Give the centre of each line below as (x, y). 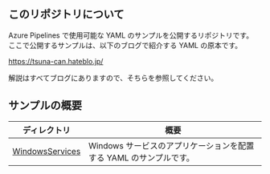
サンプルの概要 (45, 105)
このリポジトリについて (66, 14)
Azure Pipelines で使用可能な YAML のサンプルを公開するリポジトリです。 (131, 35)
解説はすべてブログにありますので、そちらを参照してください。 (113, 78)
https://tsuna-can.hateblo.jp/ (56, 61)
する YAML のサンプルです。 (141, 157)
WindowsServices (47, 151)
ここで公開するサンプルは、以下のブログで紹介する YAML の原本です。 (125, 45)
